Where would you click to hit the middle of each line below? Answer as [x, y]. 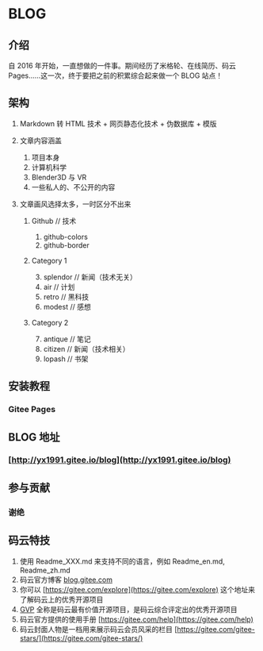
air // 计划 [59, 287]
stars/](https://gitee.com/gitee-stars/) [81, 638]
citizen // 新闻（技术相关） [86, 349]
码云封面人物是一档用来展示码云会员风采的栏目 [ [98, 629]
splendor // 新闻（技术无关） [90, 277]
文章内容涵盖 [40, 141]
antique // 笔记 [67, 339]
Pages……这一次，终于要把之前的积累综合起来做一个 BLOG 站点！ [116, 75]
